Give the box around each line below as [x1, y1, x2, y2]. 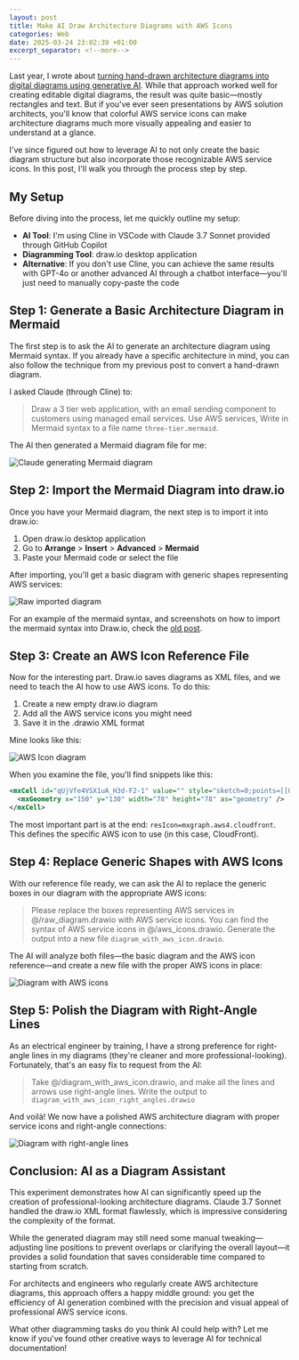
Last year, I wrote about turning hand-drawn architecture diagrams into [9, 70, 270, 81]
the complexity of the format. [9, 1216, 116, 1226]
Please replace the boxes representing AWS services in [30, 904, 234, 915]
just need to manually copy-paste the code [21, 277, 180, 287]
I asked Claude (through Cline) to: [9, 386, 133, 397]
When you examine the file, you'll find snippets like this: [9, 769, 214, 780]
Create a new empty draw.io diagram [21, 699, 158, 709]
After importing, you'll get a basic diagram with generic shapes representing [9, 569, 289, 579]
